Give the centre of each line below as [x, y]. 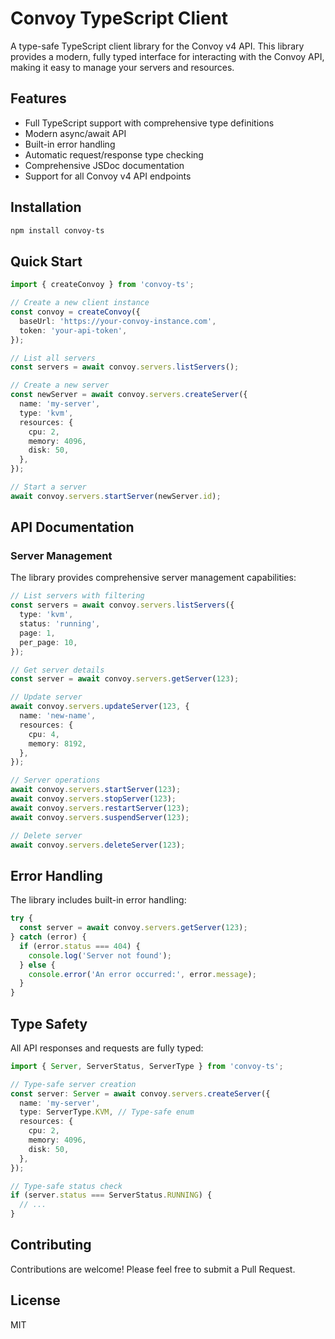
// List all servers [53, 358]
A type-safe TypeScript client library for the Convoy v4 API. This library [157, 46]
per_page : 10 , [48, 642]
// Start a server [48, 487]
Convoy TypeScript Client [119, 18]
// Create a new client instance [80, 303]
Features [38, 98]
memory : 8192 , [57, 743]
